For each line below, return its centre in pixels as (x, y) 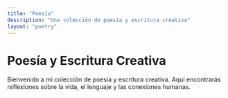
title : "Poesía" (30, 13)
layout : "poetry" (32, 26)
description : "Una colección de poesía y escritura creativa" (99, 20)
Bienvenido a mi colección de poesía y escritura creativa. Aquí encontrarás (114, 79)
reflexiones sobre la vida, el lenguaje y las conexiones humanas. (99, 87)
